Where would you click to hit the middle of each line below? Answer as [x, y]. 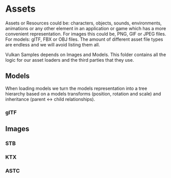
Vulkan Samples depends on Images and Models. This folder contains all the [86, 55]
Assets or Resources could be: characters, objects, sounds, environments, [83, 23]
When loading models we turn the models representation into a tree [76, 88]
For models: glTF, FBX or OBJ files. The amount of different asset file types [84, 39]
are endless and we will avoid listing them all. [53, 44]
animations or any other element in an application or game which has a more [86, 28]
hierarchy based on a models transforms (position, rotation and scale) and [83, 94]
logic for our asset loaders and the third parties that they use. [70, 60]
